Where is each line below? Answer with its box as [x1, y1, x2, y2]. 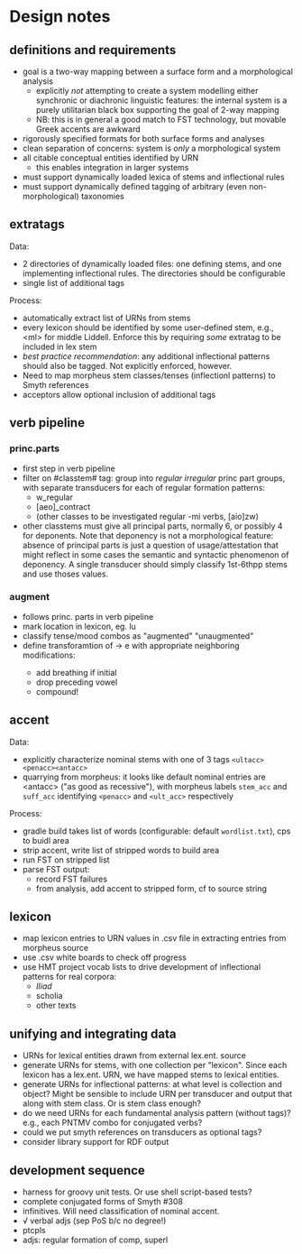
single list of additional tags [22, 277, 124, 288]
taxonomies [80, 191, 124, 201]
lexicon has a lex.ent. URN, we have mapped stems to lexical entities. [22, 1069, 279, 1080]
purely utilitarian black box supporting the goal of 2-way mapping [35, 105, 279, 115]
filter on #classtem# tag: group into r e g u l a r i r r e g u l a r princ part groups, [22, 472, 286, 484]
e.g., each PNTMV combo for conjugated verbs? [22, 1117, 203, 1129]
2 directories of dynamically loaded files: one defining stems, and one [22, 258, 282, 269]
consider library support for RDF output [22, 1137, 169, 1148]
